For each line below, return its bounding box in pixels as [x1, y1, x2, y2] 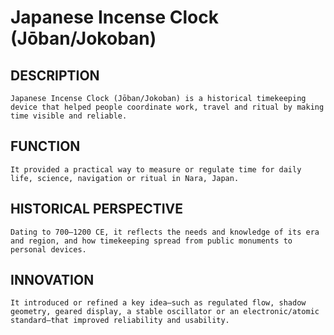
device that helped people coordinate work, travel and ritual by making [10, 102, 325, 112]
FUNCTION [10, 138, 81, 155]
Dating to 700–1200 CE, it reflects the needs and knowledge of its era [10, 227, 320, 237]
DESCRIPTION [10, 67, 100, 84]
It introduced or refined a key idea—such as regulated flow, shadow [10, 298, 307, 308]
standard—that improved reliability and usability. [10, 316, 230, 326]
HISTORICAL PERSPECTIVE [10, 201, 184, 218]
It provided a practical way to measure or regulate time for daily [10, 164, 302, 175]
